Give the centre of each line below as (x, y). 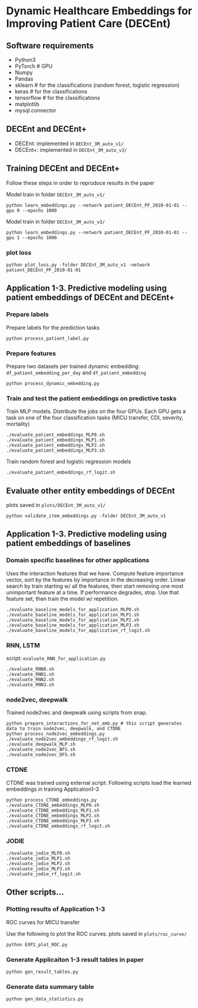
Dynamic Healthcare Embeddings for (99, 11)
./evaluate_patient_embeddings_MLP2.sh (56, 445)
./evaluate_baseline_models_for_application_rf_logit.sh (78, 630)
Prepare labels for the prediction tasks (53, 327)
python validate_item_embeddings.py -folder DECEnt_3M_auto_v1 (86, 516)
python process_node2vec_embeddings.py (56, 734)
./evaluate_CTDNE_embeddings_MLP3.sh (53, 821)
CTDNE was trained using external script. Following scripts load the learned (99, 782)
